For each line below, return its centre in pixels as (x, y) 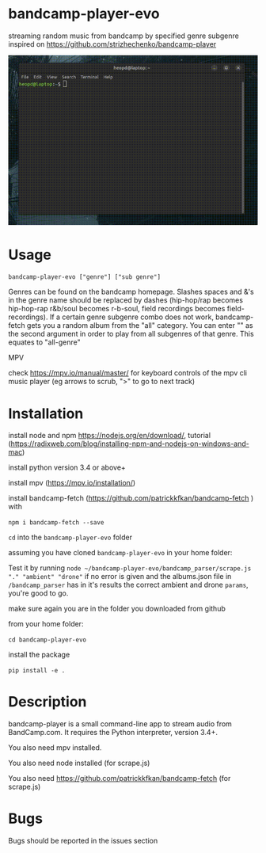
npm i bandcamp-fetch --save (56, 523)
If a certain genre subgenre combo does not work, (131, 317)
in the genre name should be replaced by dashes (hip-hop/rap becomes (126, 300)
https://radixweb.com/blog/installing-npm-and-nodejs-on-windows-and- (130, 444)
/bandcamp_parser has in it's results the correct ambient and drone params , (128, 585)
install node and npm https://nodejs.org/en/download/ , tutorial (110, 436)
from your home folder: (46, 624)
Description (47, 702)
